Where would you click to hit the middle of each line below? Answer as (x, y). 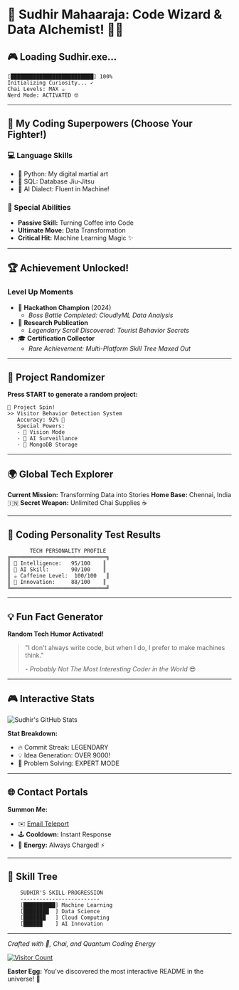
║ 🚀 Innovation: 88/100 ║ (57, 582)
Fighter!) (27, 135)
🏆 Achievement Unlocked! (68, 268)
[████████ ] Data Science (60, 912)
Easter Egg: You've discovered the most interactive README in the (106, 972)
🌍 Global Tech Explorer (60, 474)
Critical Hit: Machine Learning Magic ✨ (75, 238)
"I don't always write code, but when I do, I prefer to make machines (125, 647)
